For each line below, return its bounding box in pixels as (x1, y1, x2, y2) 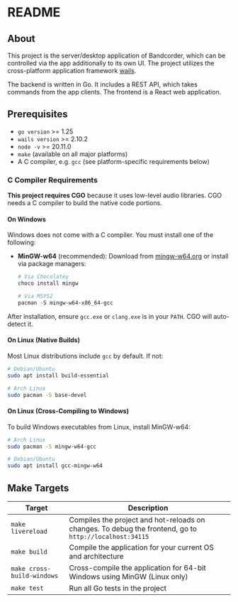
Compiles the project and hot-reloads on (69, 515, 205, 525)
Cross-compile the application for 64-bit (69, 563, 207, 573)
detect (7, 319, 26, 328)
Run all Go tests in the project (69, 584, 167, 593)
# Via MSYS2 (17, 292, 53, 300)
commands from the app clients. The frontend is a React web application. (7, 88, 222, 96)
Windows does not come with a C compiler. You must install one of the (7, 231, 214, 239)
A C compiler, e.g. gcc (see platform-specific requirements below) (17, 157, 210, 165)
